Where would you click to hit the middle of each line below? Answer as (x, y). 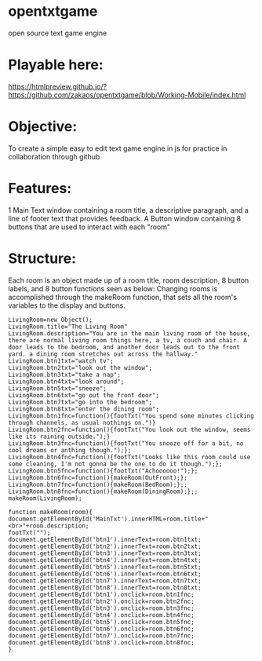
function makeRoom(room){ (50, 512)
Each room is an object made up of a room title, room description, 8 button (129, 280)
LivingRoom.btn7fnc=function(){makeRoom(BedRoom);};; (98, 484)
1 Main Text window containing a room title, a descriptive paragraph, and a (128, 210)
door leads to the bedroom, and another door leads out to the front (124, 347)
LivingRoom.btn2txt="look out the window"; (80, 367)
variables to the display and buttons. (67, 305)
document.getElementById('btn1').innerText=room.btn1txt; (105, 539)
